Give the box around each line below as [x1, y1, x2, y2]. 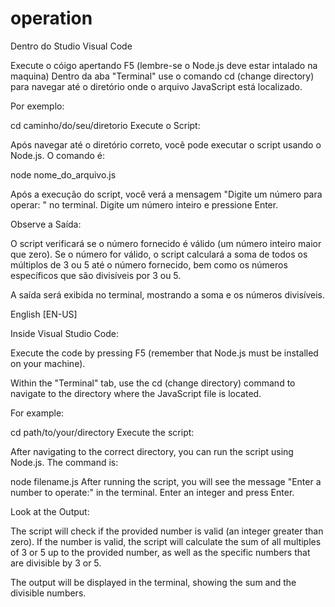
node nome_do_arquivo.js [10, 168, 117, 181]
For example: [10, 407, 65, 419]
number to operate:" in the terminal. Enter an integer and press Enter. [10, 486, 295, 498]
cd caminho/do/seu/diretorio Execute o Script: [10, 119, 201, 131]
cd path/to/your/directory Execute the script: [10, 426, 195, 438]
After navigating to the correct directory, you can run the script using [10, 445, 294, 457]
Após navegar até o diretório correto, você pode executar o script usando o [10, 138, 322, 151]
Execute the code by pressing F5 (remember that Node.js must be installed [10, 347, 319, 359]
